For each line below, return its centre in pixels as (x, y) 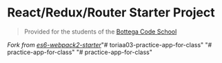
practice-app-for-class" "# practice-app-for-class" (80, 52)
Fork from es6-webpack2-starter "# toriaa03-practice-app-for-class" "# (110, 45)
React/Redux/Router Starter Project (111, 13)
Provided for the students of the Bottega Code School (100, 32)
